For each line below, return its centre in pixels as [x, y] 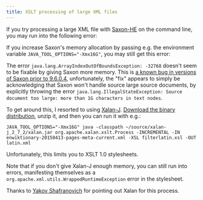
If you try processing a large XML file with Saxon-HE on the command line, [99, 29]
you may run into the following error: [52, 35]
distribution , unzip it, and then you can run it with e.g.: [74, 116]
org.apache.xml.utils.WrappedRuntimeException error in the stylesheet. [95, 179]
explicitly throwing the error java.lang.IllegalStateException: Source [95, 91]
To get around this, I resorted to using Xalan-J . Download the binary [91, 109]
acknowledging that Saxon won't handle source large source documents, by [101, 85]
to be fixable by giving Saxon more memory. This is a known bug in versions [101, 72]
